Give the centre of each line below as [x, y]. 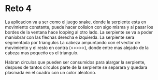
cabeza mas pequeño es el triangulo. [42, 53]
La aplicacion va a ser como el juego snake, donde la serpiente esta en [76, 22]
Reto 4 [18, 8]
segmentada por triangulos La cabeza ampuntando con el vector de [72, 42]
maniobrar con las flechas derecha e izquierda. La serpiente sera [70, 37]
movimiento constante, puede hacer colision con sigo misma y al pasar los [79, 27]
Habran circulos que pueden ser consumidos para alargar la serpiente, [75, 62]
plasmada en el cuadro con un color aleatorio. [51, 72]
